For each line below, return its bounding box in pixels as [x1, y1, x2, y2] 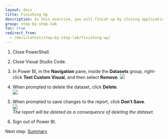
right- [144, 68, 156, 74]
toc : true [5, 26, 26, 31]
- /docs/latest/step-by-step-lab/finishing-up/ [9, 35, 111, 40]
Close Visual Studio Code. [12, 58, 66, 64]
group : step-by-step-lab [5, 21, 57, 26]
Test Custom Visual [23, 74, 65, 80]
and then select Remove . [67, 74, 119, 80]
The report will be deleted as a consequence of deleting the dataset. [12, 108, 154, 115]
